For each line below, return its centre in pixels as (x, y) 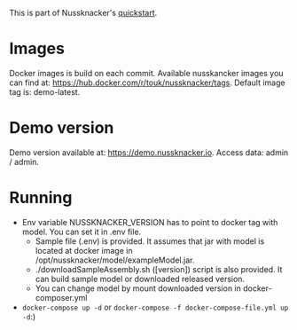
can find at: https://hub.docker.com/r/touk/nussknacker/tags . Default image (147, 82)
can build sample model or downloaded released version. (140, 279)
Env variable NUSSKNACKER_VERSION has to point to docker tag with (150, 222)
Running (41, 198)
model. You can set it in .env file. (82, 232)
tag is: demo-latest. (45, 91)
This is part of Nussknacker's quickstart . (83, 13)
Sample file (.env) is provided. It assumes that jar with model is (150, 241)
